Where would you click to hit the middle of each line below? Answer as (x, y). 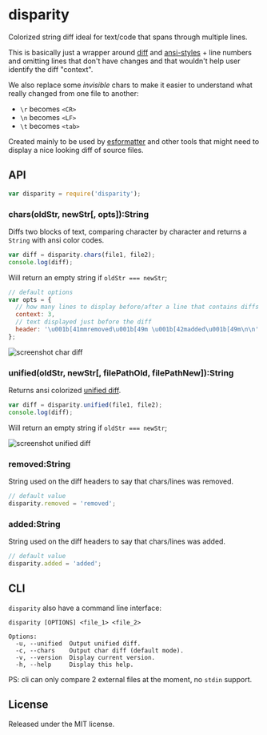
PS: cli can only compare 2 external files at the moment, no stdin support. (130, 679)
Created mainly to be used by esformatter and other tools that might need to (134, 141)
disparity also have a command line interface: (85, 608)
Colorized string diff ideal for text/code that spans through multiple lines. (128, 37)
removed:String (40, 464)
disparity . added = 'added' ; (55, 564)
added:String (35, 524)
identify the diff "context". (51, 69)
